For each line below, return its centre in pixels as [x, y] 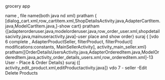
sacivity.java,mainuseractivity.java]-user [46, 36]
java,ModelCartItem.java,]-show [38, 26]
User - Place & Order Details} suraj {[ [43, 63]
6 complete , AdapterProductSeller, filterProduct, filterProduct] [69, 42]
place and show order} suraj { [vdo [124, 36]
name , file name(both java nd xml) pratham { [51, 15]
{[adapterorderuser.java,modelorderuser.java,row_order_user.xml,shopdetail [82, 31]
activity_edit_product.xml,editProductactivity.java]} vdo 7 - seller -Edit [76, 68]
